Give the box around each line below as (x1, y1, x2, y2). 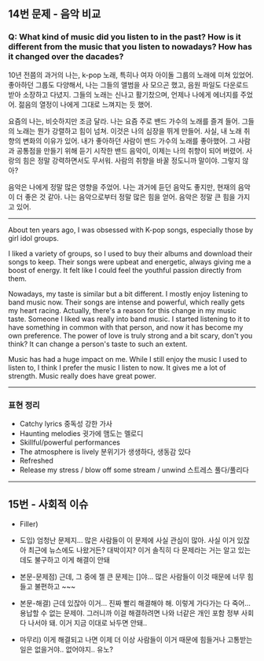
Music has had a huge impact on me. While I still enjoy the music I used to (8, 354, 247, 364)
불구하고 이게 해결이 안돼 (34, 555, 110, 564)
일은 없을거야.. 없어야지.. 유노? (19, 644, 114, 654)
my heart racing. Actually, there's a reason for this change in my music (8, 305, 237, 315)
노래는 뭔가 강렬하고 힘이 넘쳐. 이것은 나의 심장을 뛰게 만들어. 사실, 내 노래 (16, 126, 242, 135)
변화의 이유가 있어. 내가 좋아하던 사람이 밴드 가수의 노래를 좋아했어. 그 (22, 136, 236, 146)
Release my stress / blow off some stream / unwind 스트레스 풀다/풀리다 (19, 465, 249, 475)
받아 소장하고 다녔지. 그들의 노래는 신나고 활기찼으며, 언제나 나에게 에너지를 (8, 90, 239, 99)
